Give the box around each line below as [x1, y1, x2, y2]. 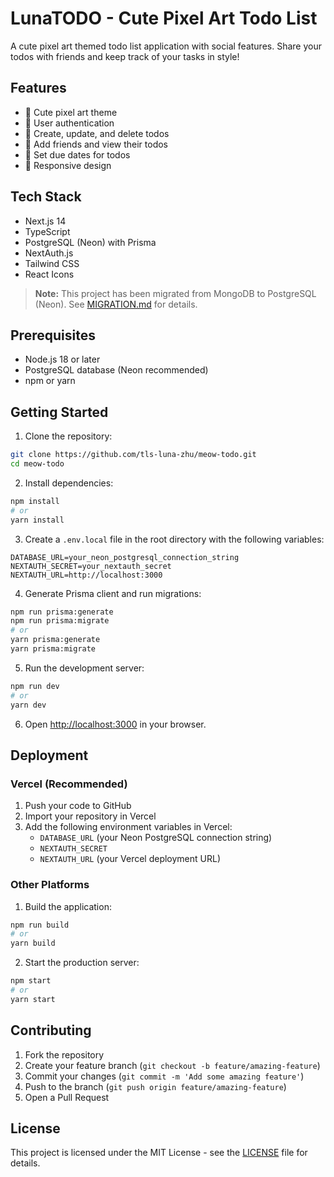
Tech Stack [10, 188, 82, 206]
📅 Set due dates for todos [24, 148, 131, 161]
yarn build [10, 938, 56, 949]
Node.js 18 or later [24, 353, 101, 366]
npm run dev [10, 681, 60, 691]
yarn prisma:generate [10, 635, 101, 645]
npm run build [10, 920, 70, 930]
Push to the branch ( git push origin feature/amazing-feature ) [24, 1080, 287, 1092]
